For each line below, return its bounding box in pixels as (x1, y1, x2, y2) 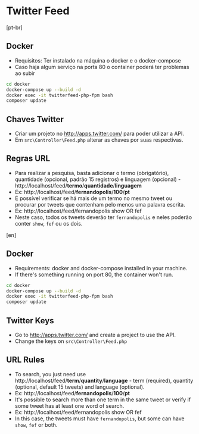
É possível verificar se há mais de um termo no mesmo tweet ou (14, 195, 173, 202)
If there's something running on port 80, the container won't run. (14, 271, 174, 278)
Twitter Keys (6, 316, 55, 326)
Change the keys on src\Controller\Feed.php (14, 338, 127, 345)
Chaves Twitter (6, 114, 64, 124)
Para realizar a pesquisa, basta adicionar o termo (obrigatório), (14, 169, 169, 176)
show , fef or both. (14, 421, 58, 428)
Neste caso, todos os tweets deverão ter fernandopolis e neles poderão (14, 213, 192, 221)
